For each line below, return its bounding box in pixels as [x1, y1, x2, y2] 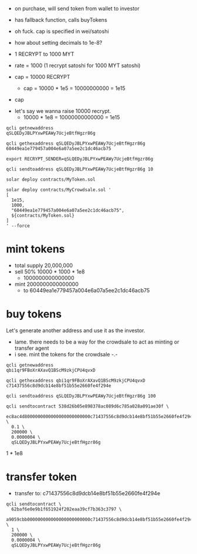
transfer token [6, 470, 77, 484]
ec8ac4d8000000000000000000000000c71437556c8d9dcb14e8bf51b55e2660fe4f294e [6, 413, 195, 419]
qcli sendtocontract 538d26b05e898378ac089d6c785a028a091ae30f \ [6, 403, 169, 409]
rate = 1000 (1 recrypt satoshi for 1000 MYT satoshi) [14, 62, 141, 69]
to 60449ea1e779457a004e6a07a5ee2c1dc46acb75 [23, 286, 150, 293]
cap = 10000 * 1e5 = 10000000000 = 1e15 [23, 85, 126, 92]
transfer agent [14, 344, 49, 352]
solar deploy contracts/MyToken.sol [6, 176, 96, 182]
